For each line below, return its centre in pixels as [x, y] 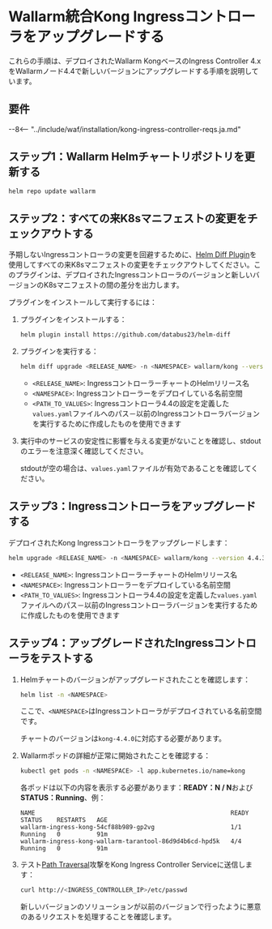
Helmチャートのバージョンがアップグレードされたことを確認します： [135, 679]
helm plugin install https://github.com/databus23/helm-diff [125, 335]
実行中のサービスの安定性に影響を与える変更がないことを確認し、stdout [140, 441]
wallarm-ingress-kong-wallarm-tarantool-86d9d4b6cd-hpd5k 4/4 [131, 841]
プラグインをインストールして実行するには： [83, 302]
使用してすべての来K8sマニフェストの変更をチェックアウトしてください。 [131, 265]
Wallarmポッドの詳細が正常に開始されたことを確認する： [115, 756]
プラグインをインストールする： [73, 319]
